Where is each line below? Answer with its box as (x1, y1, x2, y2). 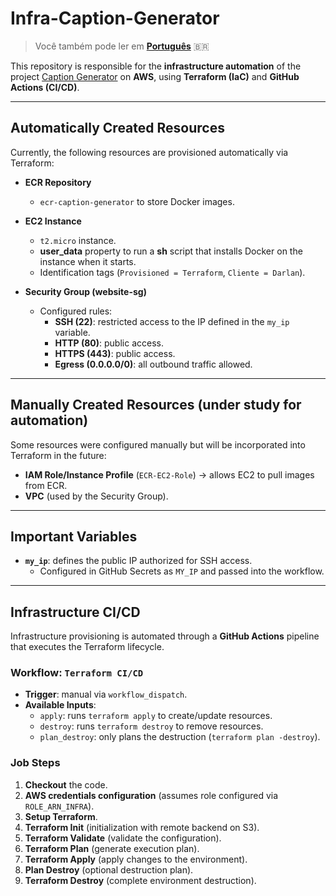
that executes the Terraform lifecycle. (10, 641, 165, 653)
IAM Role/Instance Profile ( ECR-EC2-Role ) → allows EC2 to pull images (24, 468, 315, 481)
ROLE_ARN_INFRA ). (24, 800, 95, 812)
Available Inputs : (24, 699, 97, 711)
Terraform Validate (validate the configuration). (24, 832, 222, 844)
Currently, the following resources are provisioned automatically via (10, 146, 289, 158)
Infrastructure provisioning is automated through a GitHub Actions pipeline (10, 630, 320, 642)
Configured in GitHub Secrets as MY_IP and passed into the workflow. (39, 565, 325, 577)
